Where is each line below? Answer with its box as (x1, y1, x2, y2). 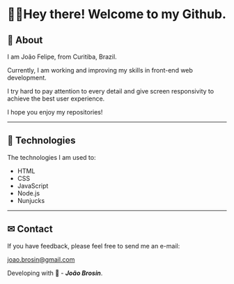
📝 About (7, 34, 43, 46)
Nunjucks (17, 196, 45, 204)
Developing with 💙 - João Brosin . (7, 269, 103, 277)
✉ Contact (7, 223, 54, 235)
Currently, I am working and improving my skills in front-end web (7, 66, 194, 74)
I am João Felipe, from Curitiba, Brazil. (7, 52, 117, 61)
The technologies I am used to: (7, 153, 96, 161)
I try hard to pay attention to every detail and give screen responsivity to (7, 87, 214, 95)
